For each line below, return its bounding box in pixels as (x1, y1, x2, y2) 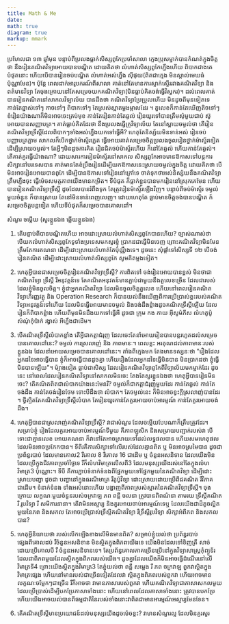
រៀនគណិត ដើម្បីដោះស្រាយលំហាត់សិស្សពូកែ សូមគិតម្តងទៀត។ (16, 254, 159, 262)
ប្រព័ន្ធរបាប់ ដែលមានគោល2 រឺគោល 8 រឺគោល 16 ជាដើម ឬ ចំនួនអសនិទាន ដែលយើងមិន (16, 451, 215, 459)
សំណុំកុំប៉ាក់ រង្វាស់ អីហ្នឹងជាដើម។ (16, 316, 92, 325)
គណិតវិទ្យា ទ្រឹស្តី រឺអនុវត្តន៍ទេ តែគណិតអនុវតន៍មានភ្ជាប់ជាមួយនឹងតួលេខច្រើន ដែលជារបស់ (16, 276, 216, 284)
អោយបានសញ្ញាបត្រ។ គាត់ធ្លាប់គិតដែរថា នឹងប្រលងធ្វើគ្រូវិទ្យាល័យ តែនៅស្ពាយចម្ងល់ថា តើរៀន (7, 120, 214, 128)
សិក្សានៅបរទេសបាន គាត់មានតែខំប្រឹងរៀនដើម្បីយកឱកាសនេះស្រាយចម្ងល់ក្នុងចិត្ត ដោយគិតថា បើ (7, 160, 222, 169)
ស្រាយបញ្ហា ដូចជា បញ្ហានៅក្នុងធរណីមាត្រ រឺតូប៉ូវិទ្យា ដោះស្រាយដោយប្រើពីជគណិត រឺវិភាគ (16, 475, 213, 484)
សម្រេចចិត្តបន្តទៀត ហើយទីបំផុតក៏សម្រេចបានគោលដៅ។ (7, 201, 133, 210)
